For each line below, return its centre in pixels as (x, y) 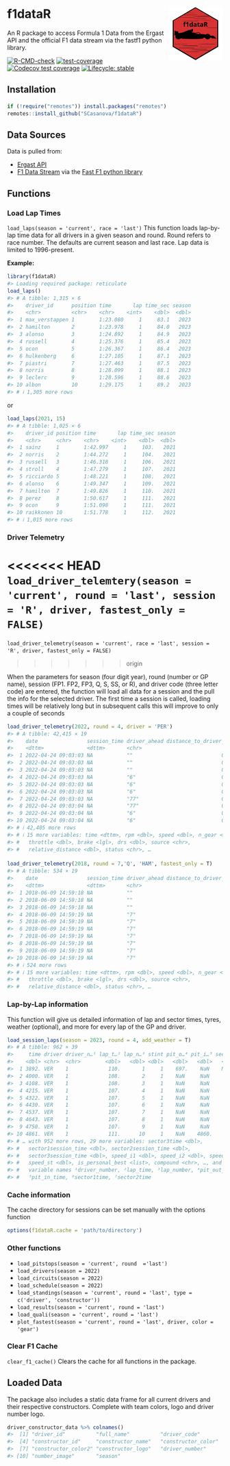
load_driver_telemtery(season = (99, 582)
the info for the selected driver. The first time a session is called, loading (109, 698)
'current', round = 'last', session (112, 596)
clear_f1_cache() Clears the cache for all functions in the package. (102, 1361)
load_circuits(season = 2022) (60, 1278)
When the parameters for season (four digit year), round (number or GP (108, 676)
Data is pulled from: (35, 151)
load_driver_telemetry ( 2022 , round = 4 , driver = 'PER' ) (90, 726)
